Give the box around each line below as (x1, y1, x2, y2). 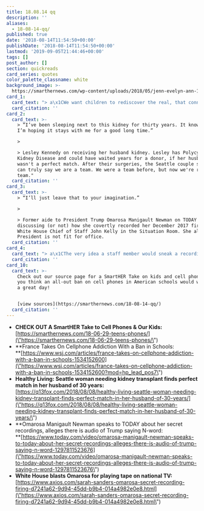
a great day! (17, 285, 50, 291)
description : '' (6, 15, 47, 21)
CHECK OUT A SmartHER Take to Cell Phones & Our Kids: (15, 323, 163, 330)
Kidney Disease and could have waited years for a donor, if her (17, 155, 186, 161)
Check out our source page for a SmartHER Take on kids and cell (17, 273, 186, 280)
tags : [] (6, 54, 29, 60)
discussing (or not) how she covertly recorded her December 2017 (17, 223, 189, 229)
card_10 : (6, 262, 29, 268)
